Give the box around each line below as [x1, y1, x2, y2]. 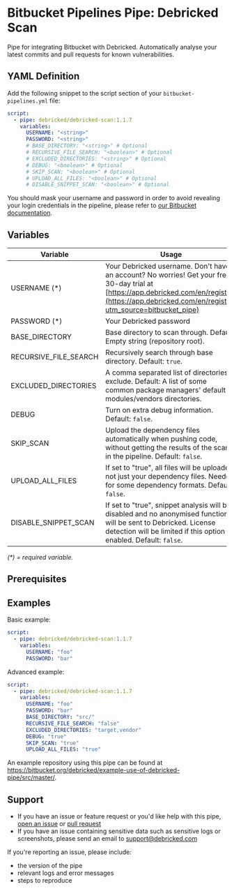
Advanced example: [7, 668, 65, 676]
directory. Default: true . [105, 357, 182, 366]
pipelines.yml [7, 98, 49, 105]
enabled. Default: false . [105, 535, 183, 545]
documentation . [7, 209, 53, 217]
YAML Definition [7, 70, 80, 82]
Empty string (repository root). [105, 336, 205, 346]
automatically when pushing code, [105, 434, 218, 444]
